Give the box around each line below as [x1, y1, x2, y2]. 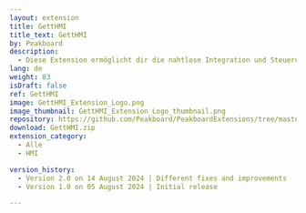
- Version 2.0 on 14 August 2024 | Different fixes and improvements [17, 174, 287, 183]
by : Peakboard [9, 38, 64, 48]
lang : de [9, 65, 43, 74]
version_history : [9, 165, 76, 174]
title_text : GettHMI [9, 30, 88, 39]
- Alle [17, 140, 43, 149]
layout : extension [9, 13, 79, 23]
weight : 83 [9, 73, 51, 82]
